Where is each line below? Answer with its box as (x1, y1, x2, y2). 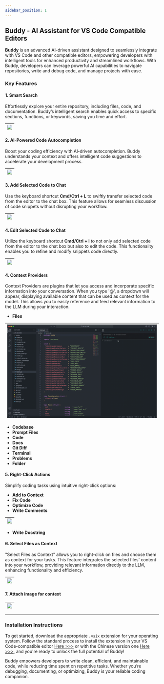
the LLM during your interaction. (5, 304, 70, 310)
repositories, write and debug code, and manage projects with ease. (5, 68, 143, 74)
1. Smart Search (5, 92, 38, 98)
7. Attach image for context (5, 591, 61, 596)
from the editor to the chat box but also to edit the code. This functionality (5, 243, 154, 249)
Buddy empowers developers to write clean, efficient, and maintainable (5, 658, 148, 663)
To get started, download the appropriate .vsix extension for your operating (5, 633, 158, 639)
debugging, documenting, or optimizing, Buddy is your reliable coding (5, 668, 145, 674)
